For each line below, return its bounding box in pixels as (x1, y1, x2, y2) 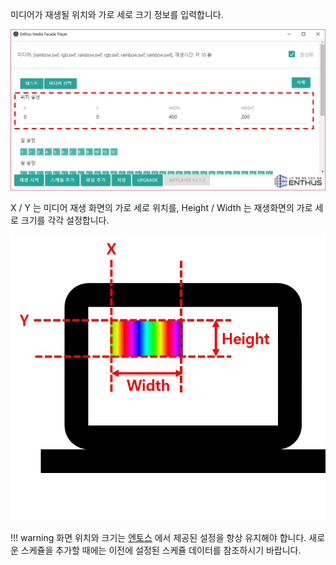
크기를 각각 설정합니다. (20, 214, 110, 227)
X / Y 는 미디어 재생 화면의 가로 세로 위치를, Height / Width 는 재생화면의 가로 (10, 202, 313, 214)
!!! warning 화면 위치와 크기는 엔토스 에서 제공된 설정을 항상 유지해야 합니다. (10, 532, 307, 544)
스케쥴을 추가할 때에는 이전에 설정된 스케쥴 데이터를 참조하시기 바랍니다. (20, 544, 302, 557)
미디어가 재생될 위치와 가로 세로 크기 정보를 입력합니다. (10, 9, 224, 20)
